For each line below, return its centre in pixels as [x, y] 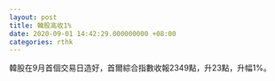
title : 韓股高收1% [41, 26]
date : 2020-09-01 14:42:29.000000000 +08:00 [93, 33]
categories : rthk [41, 42]
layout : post [33, 17]
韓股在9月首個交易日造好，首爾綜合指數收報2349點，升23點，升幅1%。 [141, 68]
